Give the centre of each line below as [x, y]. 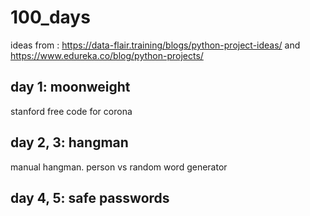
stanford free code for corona [71, 111]
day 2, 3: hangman [69, 142]
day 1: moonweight [70, 87]
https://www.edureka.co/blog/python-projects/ [107, 55]
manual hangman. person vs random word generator [119, 167]
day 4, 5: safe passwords [90, 197]
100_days [50, 17]
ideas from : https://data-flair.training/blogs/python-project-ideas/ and [155, 45]
